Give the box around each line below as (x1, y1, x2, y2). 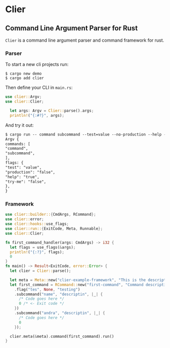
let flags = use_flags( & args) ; (10, 245, 76, 250)
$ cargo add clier (5, 76, 44, 81)
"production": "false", (5, 169, 56, 175)
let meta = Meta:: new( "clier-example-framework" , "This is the (10, 277, 146, 283)
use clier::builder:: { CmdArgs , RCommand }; (5, 212, 96, 217)
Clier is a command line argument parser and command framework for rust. (5, 37, 164, 43)
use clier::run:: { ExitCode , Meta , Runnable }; (5, 226, 103, 231)
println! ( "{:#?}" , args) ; (10, 113, 65, 118)
